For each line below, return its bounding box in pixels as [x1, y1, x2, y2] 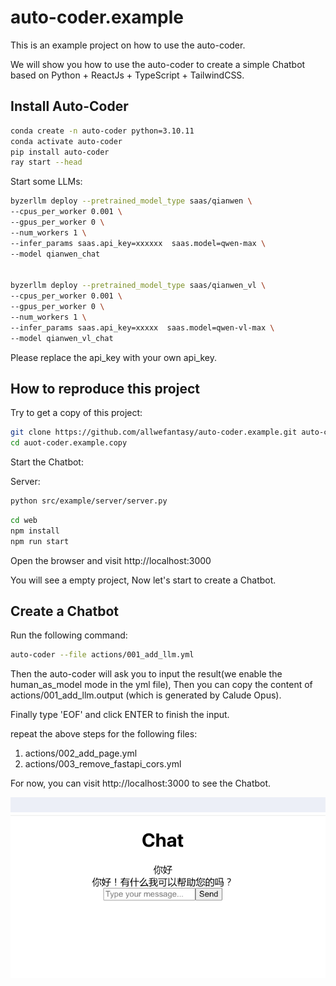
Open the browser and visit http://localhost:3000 [10, 554, 212, 566]
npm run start [10, 536, 70, 546]
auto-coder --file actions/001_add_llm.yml [10, 650, 195, 660]
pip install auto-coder [10, 147, 110, 157]
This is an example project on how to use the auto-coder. [10, 39, 246, 51]
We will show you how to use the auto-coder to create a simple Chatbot [10, 58, 306, 70]
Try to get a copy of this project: [10, 407, 143, 419]
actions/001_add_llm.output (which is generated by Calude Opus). [10, 689, 282, 701]
